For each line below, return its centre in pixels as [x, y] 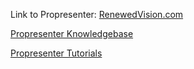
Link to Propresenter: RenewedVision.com [97, 14]
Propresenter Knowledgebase [72, 33]
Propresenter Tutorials [56, 53]
